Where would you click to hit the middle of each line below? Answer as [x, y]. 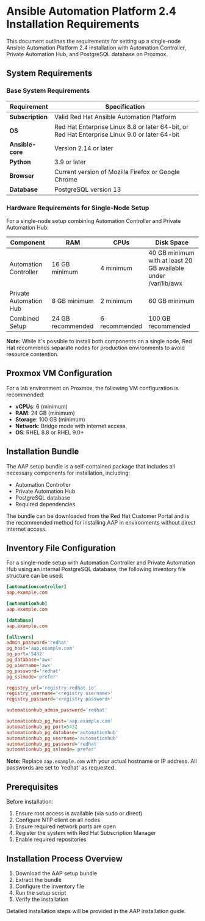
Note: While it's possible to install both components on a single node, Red [99, 341]
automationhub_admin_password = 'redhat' [57, 710]
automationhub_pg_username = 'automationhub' [63, 738]
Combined [24, 318]
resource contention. [33, 354]
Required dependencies [45, 504]
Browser [22, 175]
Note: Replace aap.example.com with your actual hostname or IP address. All [102, 761]
